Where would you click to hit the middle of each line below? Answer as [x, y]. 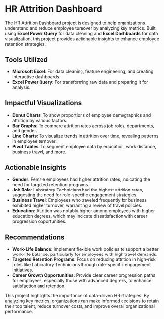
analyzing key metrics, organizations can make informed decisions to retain [82, 301]
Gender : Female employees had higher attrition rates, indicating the [81, 179]
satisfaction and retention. [39, 286]
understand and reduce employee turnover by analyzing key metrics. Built [80, 28]
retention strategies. [25, 44]
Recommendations [35, 237]
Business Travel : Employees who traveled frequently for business [79, 200]
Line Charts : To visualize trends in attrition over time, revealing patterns [85, 136]
